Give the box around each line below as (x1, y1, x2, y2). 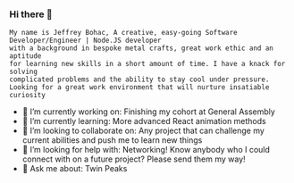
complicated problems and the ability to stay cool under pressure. (9, 75, 270, 84)
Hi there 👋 (9, 8, 54, 21)
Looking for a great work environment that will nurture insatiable (9, 83, 270, 92)
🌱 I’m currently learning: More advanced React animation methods (21, 116, 266, 127)
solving (9, 67, 38, 77)
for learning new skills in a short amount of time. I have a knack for (9, 60, 286, 69)
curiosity (9, 91, 46, 100)
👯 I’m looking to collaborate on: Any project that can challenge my (21, 125, 265, 137)
